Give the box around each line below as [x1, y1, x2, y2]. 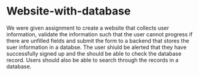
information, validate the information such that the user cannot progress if [6, 30, 193, 37]
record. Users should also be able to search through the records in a [6, 56, 179, 64]
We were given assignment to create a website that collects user [6, 24, 170, 31]
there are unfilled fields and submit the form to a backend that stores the [6, 37, 190, 44]
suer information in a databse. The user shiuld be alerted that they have [6, 44, 187, 51]
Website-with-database [6, 4, 131, 18]
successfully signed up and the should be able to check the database [6, 50, 182, 57]
